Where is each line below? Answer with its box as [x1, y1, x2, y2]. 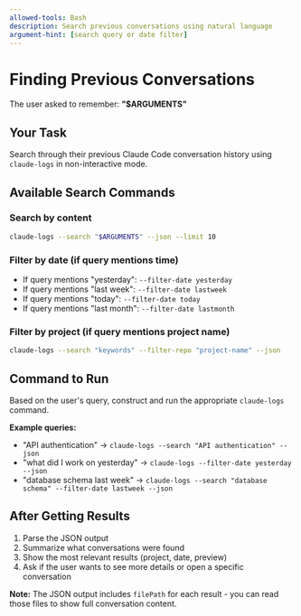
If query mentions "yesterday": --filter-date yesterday [22, 274, 233, 285]
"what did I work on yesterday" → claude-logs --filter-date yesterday [22, 457, 292, 468]
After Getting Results [9, 509, 131, 524]
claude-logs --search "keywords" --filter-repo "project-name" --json [9, 346, 281, 355]
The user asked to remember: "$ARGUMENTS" [9, 98, 187, 109]
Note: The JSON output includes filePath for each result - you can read [9, 588, 279, 599]
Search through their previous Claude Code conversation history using [9, 149, 273, 160]
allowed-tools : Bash [9, 13, 88, 23]
